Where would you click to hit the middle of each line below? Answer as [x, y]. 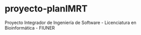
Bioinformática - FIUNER [30, 27]
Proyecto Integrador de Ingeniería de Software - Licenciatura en [70, 22]
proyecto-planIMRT [46, 9]
